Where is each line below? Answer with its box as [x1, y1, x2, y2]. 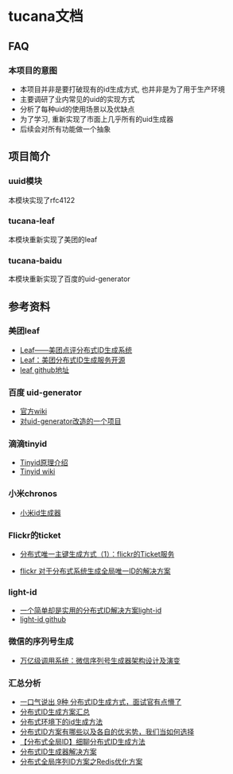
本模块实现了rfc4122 [8, 195, 76, 205]
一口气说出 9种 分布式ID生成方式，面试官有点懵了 [19, 697, 182, 706]
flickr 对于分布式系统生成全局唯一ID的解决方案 [19, 566, 171, 576]
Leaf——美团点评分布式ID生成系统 [19, 345, 133, 354]
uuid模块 [8, 176, 42, 187]
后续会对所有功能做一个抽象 [19, 124, 111, 134]
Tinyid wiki [19, 467, 56, 476]
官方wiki [19, 407, 48, 416]
